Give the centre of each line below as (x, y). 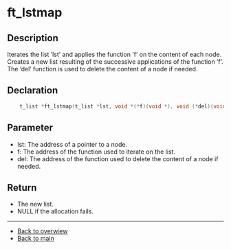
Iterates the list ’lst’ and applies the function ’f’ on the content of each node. (114, 54)
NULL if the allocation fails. (55, 211)
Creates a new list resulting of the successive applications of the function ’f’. (115, 62)
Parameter (30, 128)
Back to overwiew (42, 231)
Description (33, 38)
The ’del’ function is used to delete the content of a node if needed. (102, 69)
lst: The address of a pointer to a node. (72, 144)
